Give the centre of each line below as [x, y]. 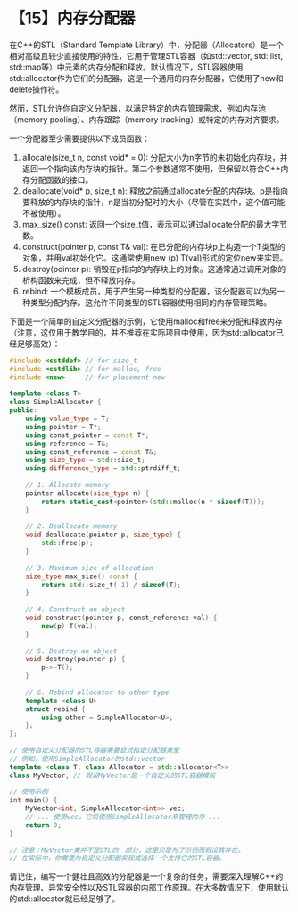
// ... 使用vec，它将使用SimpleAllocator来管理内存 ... [123, 817]
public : [24, 410]
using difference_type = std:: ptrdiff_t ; [103, 468]
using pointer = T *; [63, 427]
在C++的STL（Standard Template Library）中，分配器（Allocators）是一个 [146, 45]
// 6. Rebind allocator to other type [97, 692]
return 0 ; [44, 825]
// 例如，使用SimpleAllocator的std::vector [87, 759]
